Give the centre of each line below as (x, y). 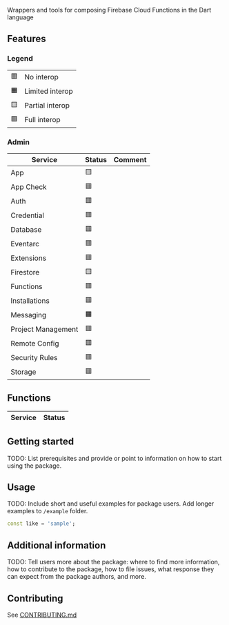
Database (26, 230)
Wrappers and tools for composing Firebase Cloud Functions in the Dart (109, 10)
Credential (28, 215)
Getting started (41, 442)
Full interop (42, 120)
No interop (41, 77)
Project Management (44, 329)
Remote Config (35, 344)
